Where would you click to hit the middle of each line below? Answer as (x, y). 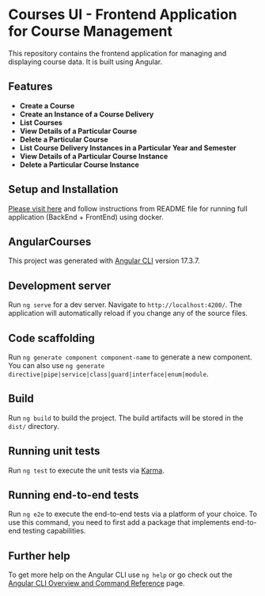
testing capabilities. (54, 531)
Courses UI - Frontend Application (123, 15)
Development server (60, 285)
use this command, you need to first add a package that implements (119, 522)
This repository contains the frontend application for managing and (117, 53)
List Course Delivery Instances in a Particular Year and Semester (128, 147)
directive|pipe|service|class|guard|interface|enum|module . (108, 374)
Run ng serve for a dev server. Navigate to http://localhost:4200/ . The (125, 305)
